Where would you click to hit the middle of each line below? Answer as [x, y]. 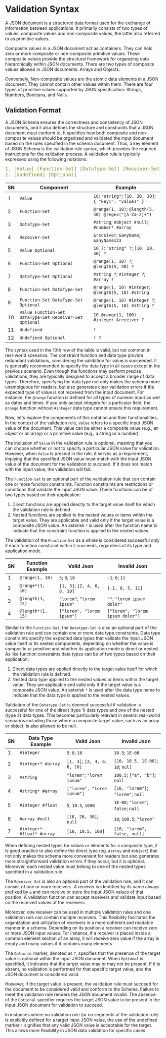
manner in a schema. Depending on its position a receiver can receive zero [81, 928]
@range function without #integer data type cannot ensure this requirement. [82, 408]
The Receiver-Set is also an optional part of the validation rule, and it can [80, 881]
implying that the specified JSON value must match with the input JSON [78, 459]
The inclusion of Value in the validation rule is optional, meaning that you [79, 443]
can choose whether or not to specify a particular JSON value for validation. [83, 448]
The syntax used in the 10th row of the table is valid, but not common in [78, 350]
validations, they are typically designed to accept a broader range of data [80, 376]
